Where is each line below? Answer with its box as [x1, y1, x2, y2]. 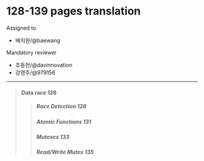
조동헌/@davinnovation [15, 61, 73, 68]
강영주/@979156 [15, 68, 56, 76]
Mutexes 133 [36, 133, 70, 140]
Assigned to [6, 24, 36, 31]
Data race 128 [21, 89, 57, 96]
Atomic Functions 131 [36, 118, 92, 125]
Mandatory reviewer [6, 48, 57, 56]
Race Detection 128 [36, 103, 87, 110]
